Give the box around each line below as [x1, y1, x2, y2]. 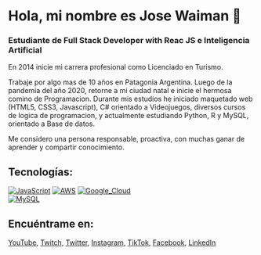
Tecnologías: [8, 165, 73, 178]
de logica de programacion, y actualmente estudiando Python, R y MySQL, [8, 111, 249, 120]
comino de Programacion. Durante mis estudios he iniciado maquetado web [8, 94, 253, 104]
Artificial [8, 45, 42, 56]
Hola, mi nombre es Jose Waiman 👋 [8, 7, 241, 25]
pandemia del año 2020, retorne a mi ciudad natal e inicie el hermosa [8, 86, 232, 95]
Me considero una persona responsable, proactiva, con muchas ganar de [8, 135, 245, 144]
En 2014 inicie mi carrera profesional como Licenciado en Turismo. [8, 63, 223, 72]
